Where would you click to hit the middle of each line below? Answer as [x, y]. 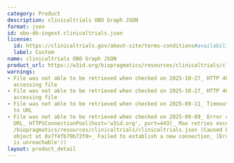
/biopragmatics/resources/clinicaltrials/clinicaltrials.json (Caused [118, 130]
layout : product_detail [42, 149]
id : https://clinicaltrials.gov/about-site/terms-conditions [104, 46]
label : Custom [34, 53]
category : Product [34, 14]
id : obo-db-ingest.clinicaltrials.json [65, 33]
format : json [26, 26]
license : [20, 40]
